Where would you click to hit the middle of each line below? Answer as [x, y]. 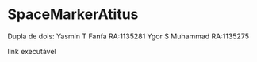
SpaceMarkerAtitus [73, 15]
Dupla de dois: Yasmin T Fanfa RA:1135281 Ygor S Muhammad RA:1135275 [128, 36]
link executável [32, 51]
